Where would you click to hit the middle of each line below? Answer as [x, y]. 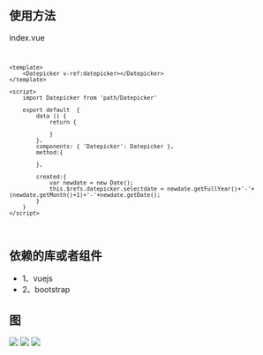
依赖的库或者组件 [56, 256]
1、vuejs [37, 279]
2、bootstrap [46, 290]
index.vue [27, 37]
